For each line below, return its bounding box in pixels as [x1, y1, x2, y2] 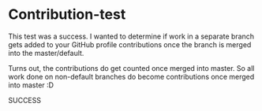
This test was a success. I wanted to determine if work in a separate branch [8, 31, 255, 41]
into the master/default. [8, 48, 84, 57]
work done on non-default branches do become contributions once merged [8, 72, 255, 81]
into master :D [8, 80, 54, 90]
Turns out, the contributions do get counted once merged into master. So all [8, 63, 255, 72]
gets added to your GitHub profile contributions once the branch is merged [8, 39, 252, 49]
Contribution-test [8, 6, 126, 24]
